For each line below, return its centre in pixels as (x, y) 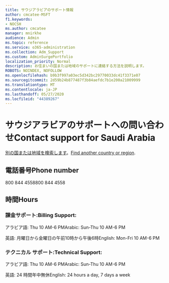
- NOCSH (13, 24)
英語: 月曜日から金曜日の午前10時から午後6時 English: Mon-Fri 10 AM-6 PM (82, 238)
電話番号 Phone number (42, 170)
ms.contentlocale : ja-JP (31, 89)
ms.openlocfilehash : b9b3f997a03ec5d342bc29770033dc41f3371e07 (73, 76)
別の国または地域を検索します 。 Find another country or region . (70, 153)
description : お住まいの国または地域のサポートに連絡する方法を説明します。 (76, 66)
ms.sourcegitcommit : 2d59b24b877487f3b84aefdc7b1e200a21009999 (73, 80)
